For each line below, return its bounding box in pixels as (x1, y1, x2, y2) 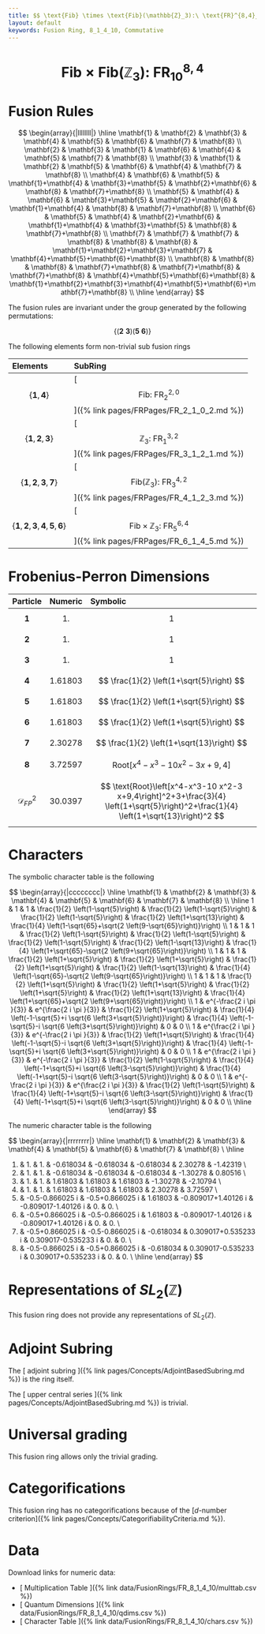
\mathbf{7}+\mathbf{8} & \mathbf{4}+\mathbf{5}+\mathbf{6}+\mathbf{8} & (9, 271, 256, 280)
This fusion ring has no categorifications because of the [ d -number (8, 1505, 227, 1515)
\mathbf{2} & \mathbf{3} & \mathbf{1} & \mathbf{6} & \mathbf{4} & (24, 145, 241, 155)
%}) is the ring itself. (8, 1374, 75, 1384)
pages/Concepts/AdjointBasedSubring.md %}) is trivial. (8, 1398, 189, 1407)
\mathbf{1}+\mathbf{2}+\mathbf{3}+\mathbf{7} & (52, 245, 213, 255)
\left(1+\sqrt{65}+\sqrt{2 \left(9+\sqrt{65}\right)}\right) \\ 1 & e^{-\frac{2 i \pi (9, 996, 256, 1006)
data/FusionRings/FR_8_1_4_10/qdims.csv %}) (19, 1608, 167, 1617)
